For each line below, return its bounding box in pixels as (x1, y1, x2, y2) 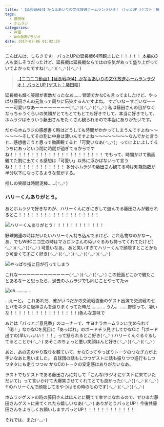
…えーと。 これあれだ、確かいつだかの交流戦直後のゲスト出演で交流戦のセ (5, 298, 155, 304)
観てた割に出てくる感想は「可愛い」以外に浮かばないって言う (5, 157, 129, 163)
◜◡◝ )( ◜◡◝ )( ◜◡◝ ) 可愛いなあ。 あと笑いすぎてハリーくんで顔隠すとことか (5, 245, 154, 251)
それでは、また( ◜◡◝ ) (5, 417, 48, 423)
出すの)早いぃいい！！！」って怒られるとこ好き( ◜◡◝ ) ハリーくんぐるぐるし (5, 333, 157, 338)
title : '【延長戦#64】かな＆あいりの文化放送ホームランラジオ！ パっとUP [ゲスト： (5, 7, 156, 12)
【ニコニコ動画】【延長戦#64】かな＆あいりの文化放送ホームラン (17, 75, 147, 81)
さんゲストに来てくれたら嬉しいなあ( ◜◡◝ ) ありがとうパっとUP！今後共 (9, 401, 153, 406)
